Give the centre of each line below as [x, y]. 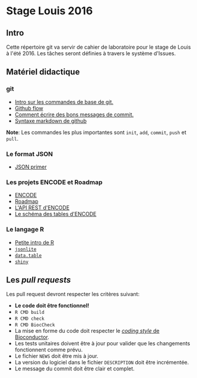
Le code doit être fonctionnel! [52, 306]
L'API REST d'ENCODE [42, 208]
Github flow [29, 108]
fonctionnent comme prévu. [49, 350]
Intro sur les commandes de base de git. [64, 101]
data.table [28, 255]
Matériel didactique [43, 72]
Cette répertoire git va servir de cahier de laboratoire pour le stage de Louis [99, 47]
